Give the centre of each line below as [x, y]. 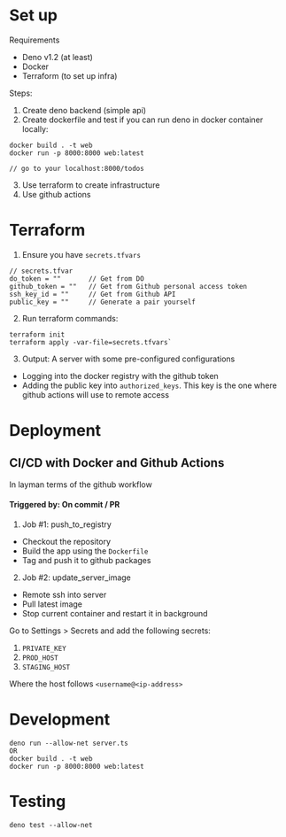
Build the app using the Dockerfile [85, 551]
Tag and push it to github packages [86, 561]
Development [60, 720]
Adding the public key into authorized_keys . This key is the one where [149, 385]
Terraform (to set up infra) [70, 75]
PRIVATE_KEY [44, 649]
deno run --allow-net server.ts [69, 744]
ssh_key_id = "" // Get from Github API [93, 294]
